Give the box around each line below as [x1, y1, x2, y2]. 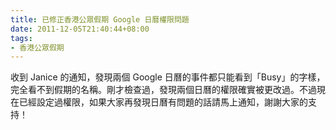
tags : [10, 33, 33, 43]
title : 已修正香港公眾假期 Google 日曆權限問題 [10, 14, 190, 25]
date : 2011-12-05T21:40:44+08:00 [10, 24, 150, 34]
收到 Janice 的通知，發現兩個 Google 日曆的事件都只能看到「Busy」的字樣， [10, 71, 326, 83]
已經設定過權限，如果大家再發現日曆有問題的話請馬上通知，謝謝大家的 [18, 96, 308, 108]
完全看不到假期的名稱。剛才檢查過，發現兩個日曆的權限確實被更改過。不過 [10, 84, 317, 96]
